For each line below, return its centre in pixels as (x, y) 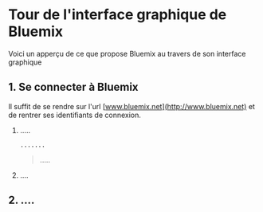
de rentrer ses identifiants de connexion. (75, 115)
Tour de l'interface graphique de (118, 15)
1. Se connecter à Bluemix (73, 87)
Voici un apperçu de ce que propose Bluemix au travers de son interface (127, 53)
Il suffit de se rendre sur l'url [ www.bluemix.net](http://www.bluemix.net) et (131, 106)
